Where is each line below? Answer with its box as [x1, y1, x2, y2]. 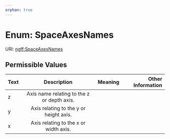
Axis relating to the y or [30, 105, 86, 112]
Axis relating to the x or [30, 119, 86, 126]
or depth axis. [42, 97, 75, 104]
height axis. [45, 111, 72, 118]
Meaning [98, 79, 120, 86]
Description [44, 79, 73, 86]
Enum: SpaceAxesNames [5, 29, 114, 40]
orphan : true [5, 7, 33, 13]
